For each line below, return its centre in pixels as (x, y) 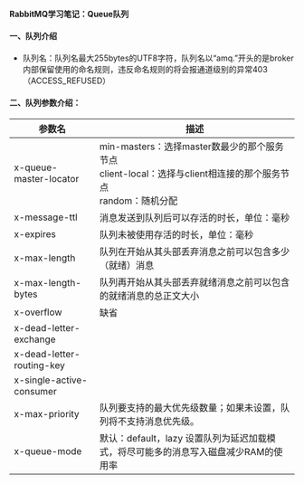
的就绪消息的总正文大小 (149, 296)
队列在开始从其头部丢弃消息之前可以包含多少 (195, 251)
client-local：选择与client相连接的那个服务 (190, 174)
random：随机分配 (138, 201)
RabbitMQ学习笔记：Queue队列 (69, 14)
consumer (35, 391)
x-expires (35, 234)
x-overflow (38, 312)
